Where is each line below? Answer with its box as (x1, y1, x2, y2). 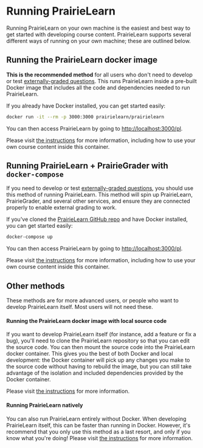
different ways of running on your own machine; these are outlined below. (6, 37, 191, 44)
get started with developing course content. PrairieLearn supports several (6, 30, 191, 38)
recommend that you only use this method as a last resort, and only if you (6, 428, 191, 435)
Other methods (6, 280, 65, 291)
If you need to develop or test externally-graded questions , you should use (6, 185, 193, 192)
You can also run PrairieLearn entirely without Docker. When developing (6, 415, 187, 423)
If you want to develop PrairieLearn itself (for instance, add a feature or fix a (6, 331, 196, 338)
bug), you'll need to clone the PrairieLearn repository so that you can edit (6, 337, 190, 344)
